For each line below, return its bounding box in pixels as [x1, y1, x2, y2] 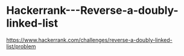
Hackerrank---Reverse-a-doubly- [6, 4, 179, 17]
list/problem [6, 43, 36, 50]
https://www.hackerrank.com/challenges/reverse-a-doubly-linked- [6, 36, 173, 43]
